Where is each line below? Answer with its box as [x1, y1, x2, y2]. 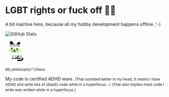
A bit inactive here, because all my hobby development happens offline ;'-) [5, 21, 161, 27]
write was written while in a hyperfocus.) [5, 87, 76, 92]
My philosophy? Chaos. [5, 67, 47, 72]
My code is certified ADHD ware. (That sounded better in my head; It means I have [5, 75, 160, 82]
